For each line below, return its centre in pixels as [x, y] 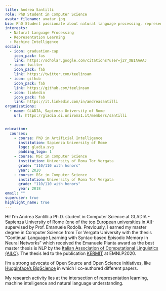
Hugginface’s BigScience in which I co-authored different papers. [72, 268]
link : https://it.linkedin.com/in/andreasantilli [66, 102]
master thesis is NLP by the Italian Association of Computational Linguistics [82, 248]
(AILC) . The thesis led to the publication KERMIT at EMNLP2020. [71, 253]
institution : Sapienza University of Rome [62, 143]
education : [16, 129]
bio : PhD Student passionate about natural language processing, [74, 24]
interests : [16, 28]
